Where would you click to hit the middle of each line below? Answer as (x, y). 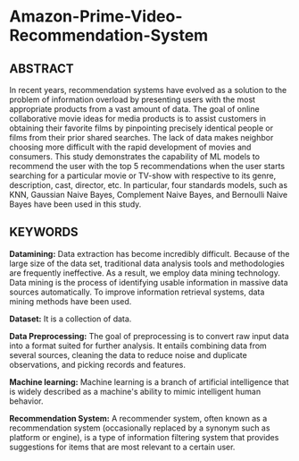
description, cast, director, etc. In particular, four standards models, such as (149, 185)
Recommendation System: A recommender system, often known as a (138, 418)
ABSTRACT (42, 68)
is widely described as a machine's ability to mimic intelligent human (135, 391)
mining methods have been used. (71, 301)
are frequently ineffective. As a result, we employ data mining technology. (145, 273)
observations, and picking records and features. (97, 364)
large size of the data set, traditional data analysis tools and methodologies (147, 263)
